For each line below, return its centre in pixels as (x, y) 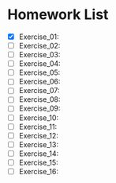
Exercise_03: (39, 55)
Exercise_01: (39, 37)
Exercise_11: (37, 127)
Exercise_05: (39, 72)
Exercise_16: (38, 171)
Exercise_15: (38, 162)
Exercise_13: (38, 144)
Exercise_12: (38, 135)
